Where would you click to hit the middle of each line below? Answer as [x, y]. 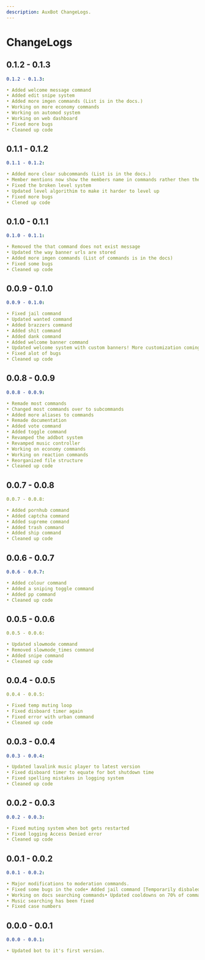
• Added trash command [35, 527]
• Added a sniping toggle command [50, 588]
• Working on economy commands [46, 449]
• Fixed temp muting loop [39, 706]
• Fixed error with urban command [50, 717]
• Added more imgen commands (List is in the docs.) [75, 102]
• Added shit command [34, 331]
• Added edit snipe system [41, 96]
